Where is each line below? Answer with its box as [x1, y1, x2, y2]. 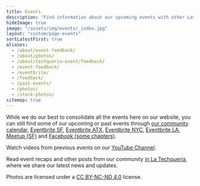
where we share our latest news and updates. [6, 162, 118, 169]
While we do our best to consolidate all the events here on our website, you [6, 114, 191, 121]
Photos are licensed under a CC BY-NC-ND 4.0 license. [6, 173, 142, 180]
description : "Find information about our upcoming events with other [6, 14, 185, 20]
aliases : [6, 42, 28, 48]
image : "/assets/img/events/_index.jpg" [6, 25, 108, 31]
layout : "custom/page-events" [6, 31, 82, 37]
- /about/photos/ [11, 53, 55, 59]
